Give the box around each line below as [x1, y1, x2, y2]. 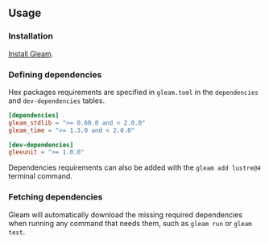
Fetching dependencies [8, 192, 103, 203]
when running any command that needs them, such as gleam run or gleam [8, 218, 252, 228]
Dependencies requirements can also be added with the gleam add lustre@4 [8, 163, 262, 172]
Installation [8, 31, 54, 42]
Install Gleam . [8, 48, 54, 59]
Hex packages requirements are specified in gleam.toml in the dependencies [8, 87, 259, 97]
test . [8, 227, 26, 237]
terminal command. [8, 171, 72, 181]
